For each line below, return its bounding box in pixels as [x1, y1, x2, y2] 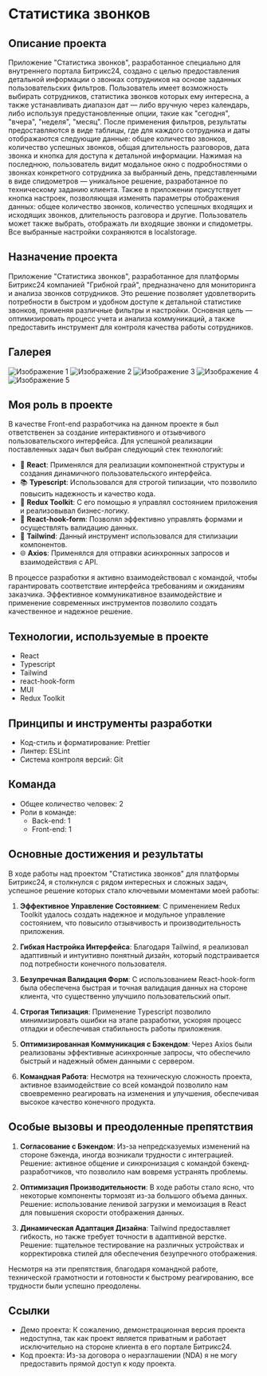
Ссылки [8, 1303, 50, 1317]
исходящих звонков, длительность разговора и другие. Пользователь [8, 211, 248, 219]
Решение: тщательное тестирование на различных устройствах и [19, 1240, 245, 1249]
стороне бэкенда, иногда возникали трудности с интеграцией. [19, 1149, 234, 1159]
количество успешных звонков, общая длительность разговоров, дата [8, 143, 249, 152]
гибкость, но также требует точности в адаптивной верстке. [19, 1232, 227, 1241]
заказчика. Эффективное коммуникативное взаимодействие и [8, 589, 222, 599]
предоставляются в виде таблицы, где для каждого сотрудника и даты [8, 125, 251, 135]
